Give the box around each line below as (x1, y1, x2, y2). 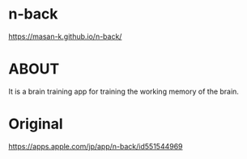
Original (8, 115, 63, 133)
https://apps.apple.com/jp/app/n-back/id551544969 (8, 141, 184, 151)
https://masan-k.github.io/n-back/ (8, 31, 122, 41)
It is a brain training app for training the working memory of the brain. (8, 86, 239, 96)
